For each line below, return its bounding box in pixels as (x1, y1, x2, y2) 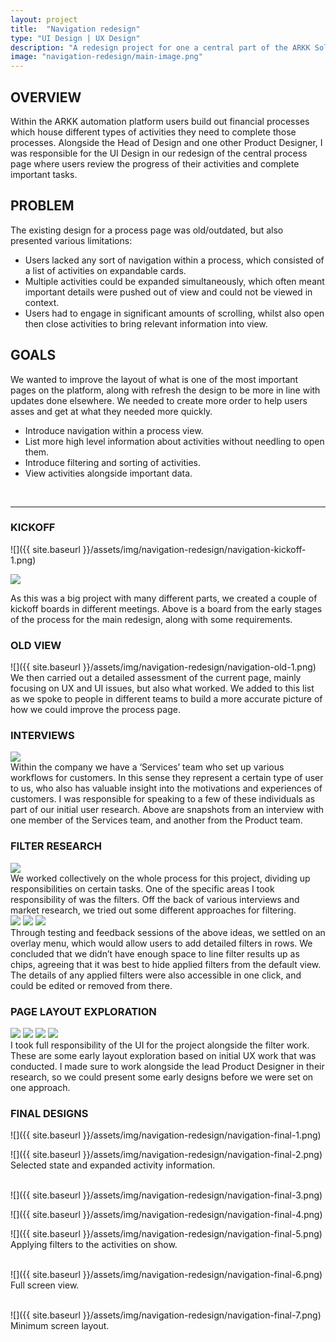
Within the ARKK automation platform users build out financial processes (10, 115, 310, 127)
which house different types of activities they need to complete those (10, 126, 297, 138)
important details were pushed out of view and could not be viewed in (24, 286, 313, 298)
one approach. (10, 1082, 71, 1094)
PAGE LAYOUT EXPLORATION (10, 1004, 157, 1018)
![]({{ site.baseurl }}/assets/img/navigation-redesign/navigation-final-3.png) (10, 1189, 323, 1201)
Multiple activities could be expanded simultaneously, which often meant (24, 275, 325, 287)
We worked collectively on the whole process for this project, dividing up (10, 872, 311, 884)
